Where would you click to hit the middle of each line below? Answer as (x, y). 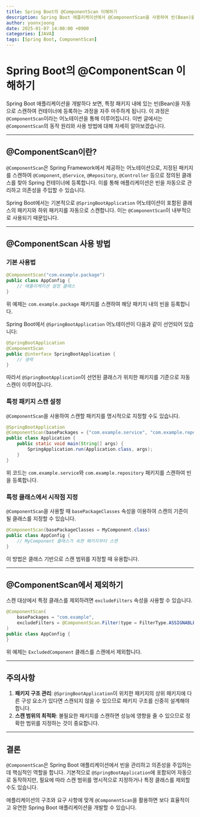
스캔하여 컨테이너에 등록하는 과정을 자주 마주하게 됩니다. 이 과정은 (93, 110)
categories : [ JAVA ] (30, 34)
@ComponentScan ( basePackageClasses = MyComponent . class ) (78, 530)
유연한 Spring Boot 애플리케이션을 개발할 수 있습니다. (74, 807)
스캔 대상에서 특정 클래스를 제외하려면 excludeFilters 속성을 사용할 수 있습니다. (99, 600)
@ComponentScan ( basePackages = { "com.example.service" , (77, 433)
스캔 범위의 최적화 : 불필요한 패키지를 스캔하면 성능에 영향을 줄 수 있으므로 (99, 716)
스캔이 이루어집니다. (29, 385)
